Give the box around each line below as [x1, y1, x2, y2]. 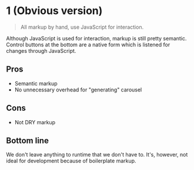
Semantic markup [14, 80, 58, 87]
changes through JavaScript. [6, 47, 76, 54]
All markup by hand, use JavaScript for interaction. [20, 23, 144, 30]
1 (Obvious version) [6, 4, 103, 18]
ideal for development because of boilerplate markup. [6, 157, 136, 165]
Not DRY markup [14, 118, 56, 125]
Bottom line [6, 135, 49, 145]
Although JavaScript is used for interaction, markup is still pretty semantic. [6, 35, 187, 42]
